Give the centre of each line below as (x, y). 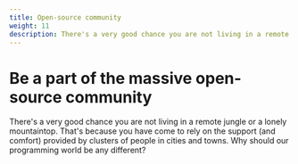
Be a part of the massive (101, 78)
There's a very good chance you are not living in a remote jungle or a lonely (148, 122)
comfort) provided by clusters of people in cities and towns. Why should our (149, 141)
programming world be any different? (78, 150)
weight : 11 (29, 26)
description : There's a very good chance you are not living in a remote (149, 34)
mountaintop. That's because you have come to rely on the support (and (142, 131)
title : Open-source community (66, 17)
